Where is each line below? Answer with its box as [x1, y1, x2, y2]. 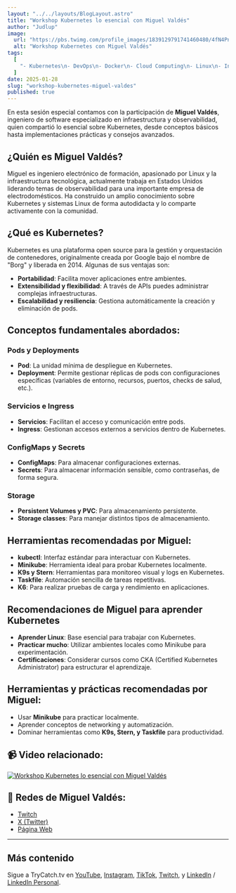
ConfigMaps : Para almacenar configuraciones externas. [17, 458, 181, 467]
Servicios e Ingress [7, 401, 74, 411]
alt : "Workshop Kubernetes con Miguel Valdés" [13, 43, 152, 50]
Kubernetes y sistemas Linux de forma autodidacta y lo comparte [7, 199, 197, 207]
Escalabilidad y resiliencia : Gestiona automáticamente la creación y [17, 296, 216, 305]
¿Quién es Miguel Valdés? [7, 150, 123, 162]
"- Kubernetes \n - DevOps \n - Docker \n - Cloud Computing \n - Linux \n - [20, 63, 221, 70]
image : [7, 30, 27, 37]
